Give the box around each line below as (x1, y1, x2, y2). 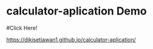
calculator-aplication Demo (6, 4, 147, 18)
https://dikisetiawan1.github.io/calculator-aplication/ (6, 36, 137, 43)
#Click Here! (6, 24, 38, 31)
